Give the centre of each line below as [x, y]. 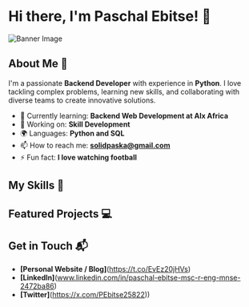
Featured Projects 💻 [60, 214]
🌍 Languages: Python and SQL [72, 133]
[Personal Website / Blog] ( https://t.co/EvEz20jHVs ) [105, 269]
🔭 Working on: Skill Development [75, 124]
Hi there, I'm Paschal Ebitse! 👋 [110, 16]
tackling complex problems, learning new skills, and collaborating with [124, 91]
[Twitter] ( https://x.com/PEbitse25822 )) [85, 295]
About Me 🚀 [38, 64]
